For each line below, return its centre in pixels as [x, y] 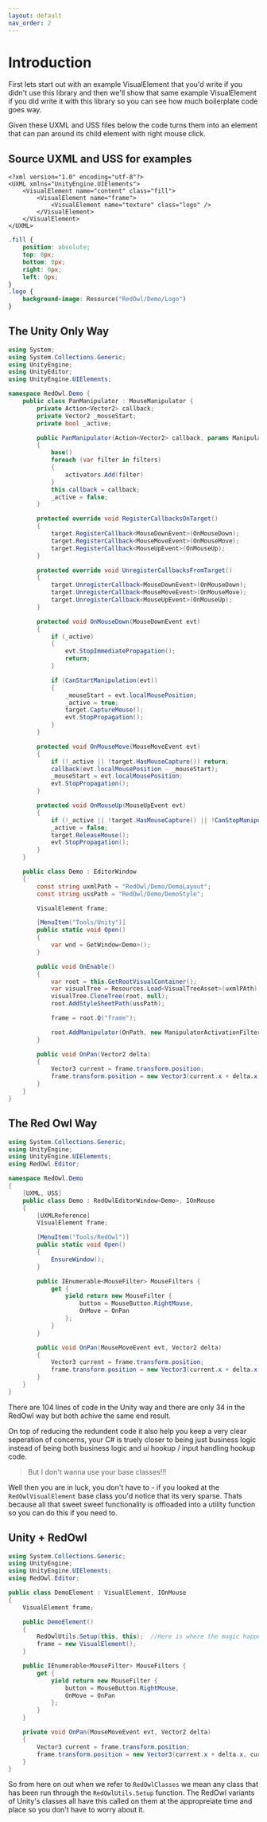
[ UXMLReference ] [64, 1216]
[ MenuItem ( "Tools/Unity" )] [81, 923]
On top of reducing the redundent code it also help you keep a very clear [128, 1431]
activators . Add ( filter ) [104, 475]
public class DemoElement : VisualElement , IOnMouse [97, 1593]
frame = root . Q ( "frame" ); [93, 1018]
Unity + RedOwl [48, 1538]
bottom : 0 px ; [44, 262]
